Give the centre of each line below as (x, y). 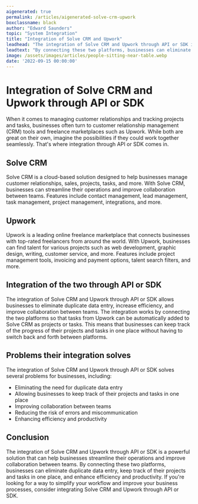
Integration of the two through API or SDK (84, 285)
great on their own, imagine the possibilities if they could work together (93, 138)
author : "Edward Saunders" (39, 28)
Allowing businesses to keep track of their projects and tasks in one (97, 394)
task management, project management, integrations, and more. (84, 202)
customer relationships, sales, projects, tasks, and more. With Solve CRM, (96, 183)
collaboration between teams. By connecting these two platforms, (86, 464)
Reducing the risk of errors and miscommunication (76, 412)
